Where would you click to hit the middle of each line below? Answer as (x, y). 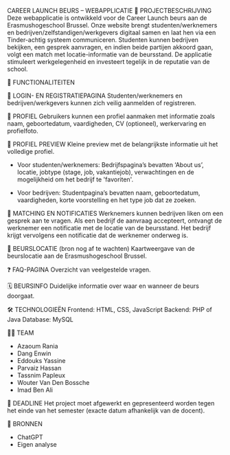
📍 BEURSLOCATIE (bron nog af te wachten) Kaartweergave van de (101, 248)
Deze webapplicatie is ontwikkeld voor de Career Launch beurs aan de (107, 18)
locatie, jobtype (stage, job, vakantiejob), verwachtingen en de (105, 172)
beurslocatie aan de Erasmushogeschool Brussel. (77, 256)
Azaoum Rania (37, 346)
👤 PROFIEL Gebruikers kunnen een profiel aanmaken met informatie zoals (111, 116)
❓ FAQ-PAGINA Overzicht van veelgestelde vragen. (79, 269)
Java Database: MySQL (40, 319)
